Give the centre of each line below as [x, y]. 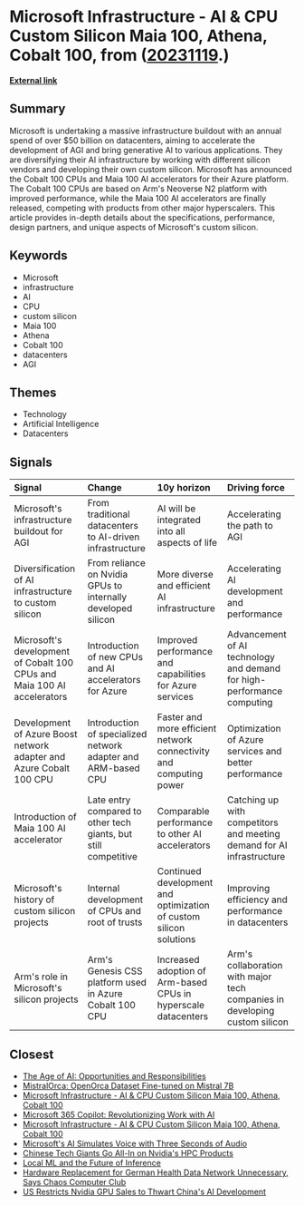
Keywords [38, 256]
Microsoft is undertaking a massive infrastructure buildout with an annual [146, 131]
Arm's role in [41, 977]
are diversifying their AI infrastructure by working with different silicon [140, 160]
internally [107, 598]
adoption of [181, 971]
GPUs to [105, 586]
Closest [32, 1054]
